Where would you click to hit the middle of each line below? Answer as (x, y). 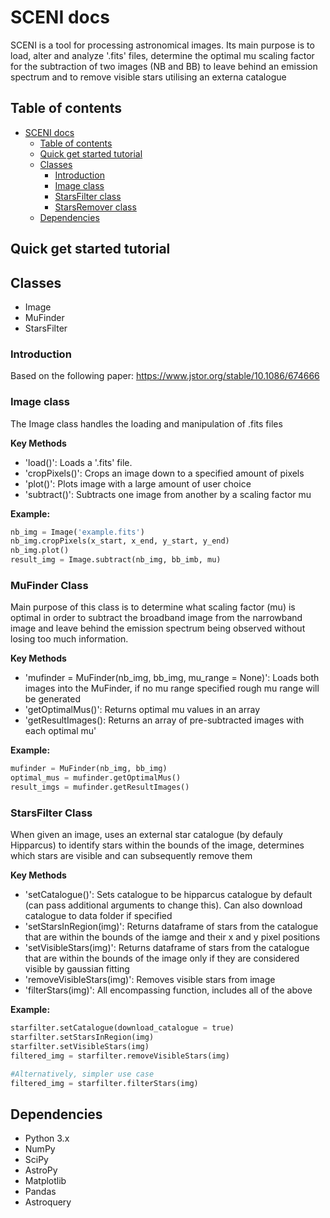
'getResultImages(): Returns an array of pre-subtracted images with (164, 720)
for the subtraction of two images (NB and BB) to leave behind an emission (164, 66)
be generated (52, 699)
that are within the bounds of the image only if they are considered (162, 958)
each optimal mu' (60, 731)
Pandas (40, 1192)
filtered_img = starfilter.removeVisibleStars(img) (120, 1056)
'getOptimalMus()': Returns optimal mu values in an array (142, 710)
